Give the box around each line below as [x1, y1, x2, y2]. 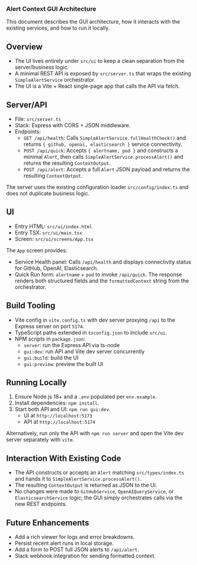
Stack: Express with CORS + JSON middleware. [14, 121, 131, 129]
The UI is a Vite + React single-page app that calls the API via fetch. [14, 82, 180, 90]
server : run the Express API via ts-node [23, 341, 120, 348]
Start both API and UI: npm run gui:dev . [14, 406, 111, 413]
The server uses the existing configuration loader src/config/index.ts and [6, 183, 189, 191]
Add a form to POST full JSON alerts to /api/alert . [14, 545, 139, 553]
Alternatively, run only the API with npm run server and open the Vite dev [6, 430, 184, 437]
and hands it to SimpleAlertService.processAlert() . [14, 476, 142, 483]
